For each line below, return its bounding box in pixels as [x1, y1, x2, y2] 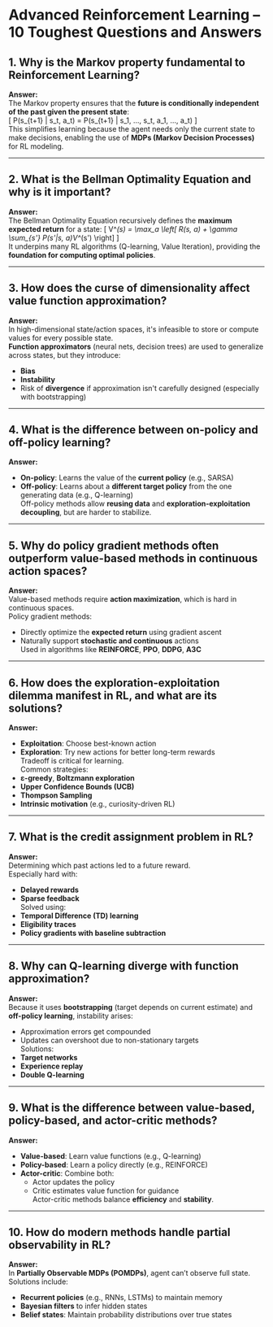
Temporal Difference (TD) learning [19, 911, 139, 920]
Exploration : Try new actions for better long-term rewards [19, 747, 215, 757]
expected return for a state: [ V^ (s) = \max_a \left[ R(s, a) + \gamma [8, 224, 238, 233]
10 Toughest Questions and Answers [8, 23, 262, 41]
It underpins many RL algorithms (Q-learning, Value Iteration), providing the [8, 241, 261, 251]
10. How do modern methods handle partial [8, 1225, 231, 1239]
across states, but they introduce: [8, 350, 121, 359]
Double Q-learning [19, 1069, 85, 1079]
